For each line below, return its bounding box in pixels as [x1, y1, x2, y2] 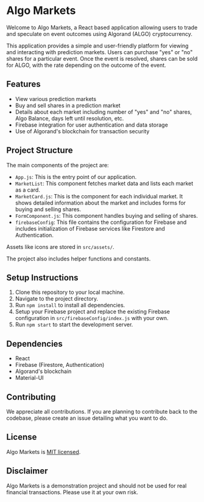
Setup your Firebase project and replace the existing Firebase [15, 308, 171, 315]
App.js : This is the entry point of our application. [15, 173, 137, 180]
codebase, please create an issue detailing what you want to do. [6, 414, 168, 422]
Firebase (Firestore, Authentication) [15, 361, 105, 369]
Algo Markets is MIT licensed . [6, 448, 81, 455]
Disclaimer [6, 466, 48, 476]
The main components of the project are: [6, 161, 109, 169]
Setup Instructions [6, 272, 79, 283]
